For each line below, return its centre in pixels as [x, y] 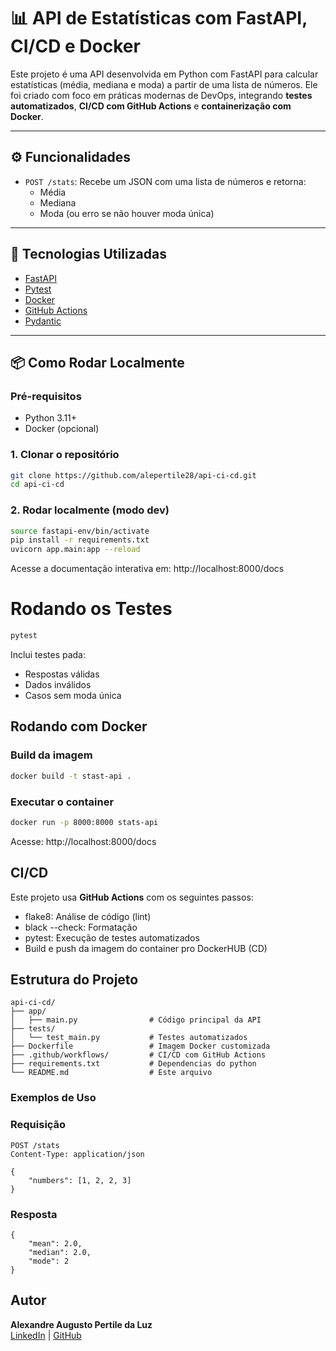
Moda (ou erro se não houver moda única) [127, 213]
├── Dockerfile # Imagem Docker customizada [140, 1046]
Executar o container [62, 802]
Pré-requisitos [46, 396]
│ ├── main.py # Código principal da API [136, 1020]
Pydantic [43, 321]
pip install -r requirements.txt [80, 540]
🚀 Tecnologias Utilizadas [88, 254]
